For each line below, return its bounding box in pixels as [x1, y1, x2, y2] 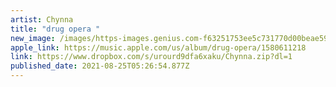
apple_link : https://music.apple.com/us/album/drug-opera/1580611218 [10, 42, 307, 53]
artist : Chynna [10, 14, 74, 25]
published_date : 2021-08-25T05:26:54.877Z [10, 61, 190, 71]
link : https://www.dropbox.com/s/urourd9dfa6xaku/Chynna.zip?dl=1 [10, 52, 293, 62]
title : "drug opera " [10, 24, 101, 34]
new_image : [10, 33, 56, 43]
